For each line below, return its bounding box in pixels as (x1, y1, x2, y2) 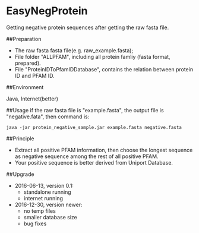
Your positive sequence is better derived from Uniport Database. (14, 159, 173, 166)
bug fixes (23, 220, 47, 227)
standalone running (23, 188, 71, 196)
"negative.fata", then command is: (6, 113, 90, 120)
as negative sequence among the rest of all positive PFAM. (14, 153, 159, 160)
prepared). (14, 59, 42, 67)
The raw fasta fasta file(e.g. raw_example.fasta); (14, 46, 134, 54)
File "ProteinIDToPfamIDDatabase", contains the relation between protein (14, 65, 194, 73)
